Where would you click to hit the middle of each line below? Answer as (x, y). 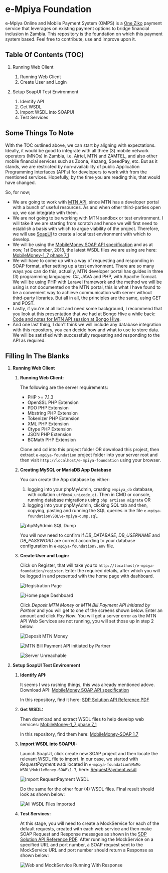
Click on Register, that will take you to (59, 565)
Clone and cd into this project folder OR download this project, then (90, 450)
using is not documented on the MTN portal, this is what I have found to (87, 287)
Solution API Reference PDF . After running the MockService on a (87, 839)
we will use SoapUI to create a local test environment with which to (82, 234)
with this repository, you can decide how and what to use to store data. (86, 330)
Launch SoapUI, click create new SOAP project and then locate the (89, 754)
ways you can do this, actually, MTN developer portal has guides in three (88, 271)
